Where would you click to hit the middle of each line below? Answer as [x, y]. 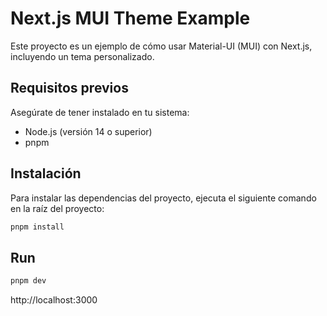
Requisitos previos [69, 88]
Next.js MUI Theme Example [130, 18]
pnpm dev [28, 281]
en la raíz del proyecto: [57, 208]
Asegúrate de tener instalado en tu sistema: [100, 112]
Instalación [46, 173]
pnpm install [37, 227]
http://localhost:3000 [54, 300]
